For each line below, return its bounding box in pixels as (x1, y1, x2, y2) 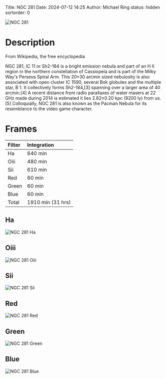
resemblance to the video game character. (5, 105, 93, 112)
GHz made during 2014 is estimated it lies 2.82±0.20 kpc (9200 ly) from (5, 95, 154, 101)
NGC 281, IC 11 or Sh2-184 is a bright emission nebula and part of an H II (5, 63, 154, 69)
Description (5, 37, 55, 48)
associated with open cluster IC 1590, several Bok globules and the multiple (5, 79, 161, 85)
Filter (8, 141, 21, 148)
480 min (27, 158, 47, 165)
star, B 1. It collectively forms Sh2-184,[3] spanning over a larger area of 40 (5, 84, 160, 90)
